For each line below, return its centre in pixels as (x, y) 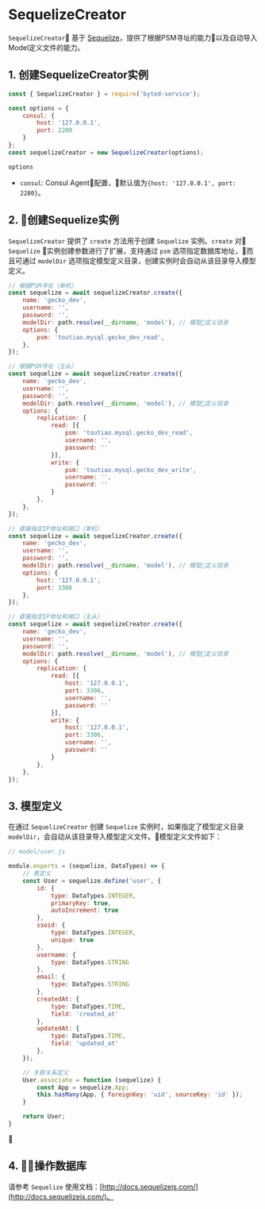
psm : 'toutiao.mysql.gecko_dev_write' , (131, 470)
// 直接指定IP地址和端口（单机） (56, 529)
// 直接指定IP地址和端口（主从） (56, 617)
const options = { (38, 108)
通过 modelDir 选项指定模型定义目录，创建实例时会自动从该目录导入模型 (139, 261)
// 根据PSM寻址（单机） (43, 285)
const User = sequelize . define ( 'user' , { (92, 881)
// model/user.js (37, 852)
